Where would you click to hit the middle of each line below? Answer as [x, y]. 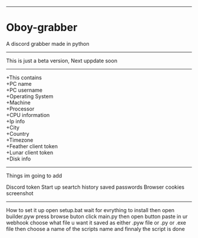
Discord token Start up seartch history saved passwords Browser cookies [95, 187]
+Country [18, 133]
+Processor [20, 109]
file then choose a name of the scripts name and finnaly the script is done [95, 229]
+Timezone [20, 140]
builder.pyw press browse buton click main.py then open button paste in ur [97, 216]
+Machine [18, 102]
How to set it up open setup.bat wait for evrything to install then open [90, 210]
